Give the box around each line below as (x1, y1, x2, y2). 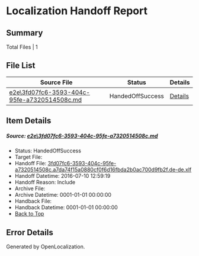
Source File (40, 78, 73, 87)
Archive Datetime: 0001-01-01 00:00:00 (14, 191, 111, 199)
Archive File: (14, 185, 46, 192)
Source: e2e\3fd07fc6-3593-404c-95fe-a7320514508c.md (6, 132, 158, 139)
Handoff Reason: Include (14, 179, 76, 186)
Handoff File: (14, 160, 47, 167)
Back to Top (14, 210, 44, 217)
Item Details (6, 116, 52, 126)
